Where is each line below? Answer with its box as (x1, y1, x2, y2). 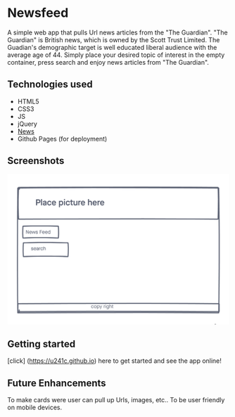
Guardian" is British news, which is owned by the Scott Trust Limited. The (7, 35, 220, 44)
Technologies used (7, 79, 93, 91)
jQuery (17, 120, 37, 128)
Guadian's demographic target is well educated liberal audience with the (7, 43, 217, 51)
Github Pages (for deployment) (17, 134, 108, 143)
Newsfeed (7, 5, 69, 21)
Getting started (7, 338, 76, 350)
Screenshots (7, 155, 65, 167)
